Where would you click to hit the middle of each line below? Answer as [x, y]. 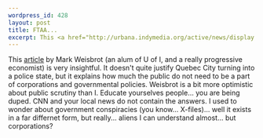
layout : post [29, 23]
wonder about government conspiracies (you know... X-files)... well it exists [130, 110]
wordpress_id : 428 [38, 15]
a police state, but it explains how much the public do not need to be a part [129, 76]
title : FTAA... [33, 30]
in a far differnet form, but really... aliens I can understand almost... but [122, 118]
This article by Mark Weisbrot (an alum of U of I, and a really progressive [126, 60]
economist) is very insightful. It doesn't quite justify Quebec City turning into [131, 68]
